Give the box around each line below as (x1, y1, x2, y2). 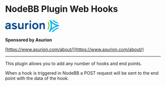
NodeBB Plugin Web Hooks (5, 3, 118, 15)
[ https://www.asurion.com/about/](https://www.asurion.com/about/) (5, 46, 144, 52)
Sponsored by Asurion (5, 37, 52, 43)
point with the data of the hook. (5, 75, 69, 81)
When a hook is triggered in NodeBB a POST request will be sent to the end (5, 70, 159, 76)
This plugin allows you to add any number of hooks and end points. (5, 60, 142, 66)
